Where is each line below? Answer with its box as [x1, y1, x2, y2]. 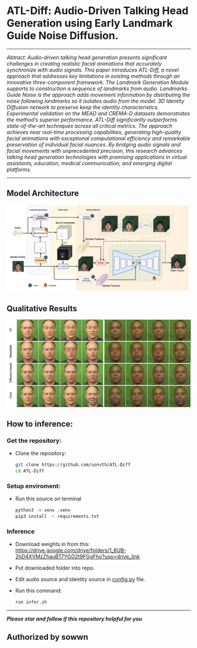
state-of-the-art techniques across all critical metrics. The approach [6, 122, 173, 129]
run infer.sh [15, 599, 47, 605]
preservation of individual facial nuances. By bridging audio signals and [6, 141, 181, 148]
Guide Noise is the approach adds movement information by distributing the [6, 91, 191, 98]
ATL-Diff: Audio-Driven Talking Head [6, 4, 189, 18]
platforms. [6, 166, 32, 173]
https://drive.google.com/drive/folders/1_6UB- [15, 547, 127, 554]
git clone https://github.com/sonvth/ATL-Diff [15, 462, 131, 468]
